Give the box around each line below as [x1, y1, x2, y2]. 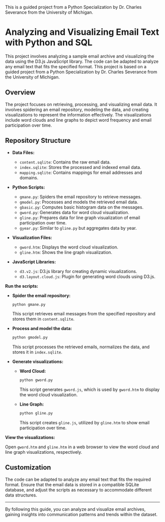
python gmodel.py [12, 335, 48, 340]
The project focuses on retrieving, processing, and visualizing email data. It [5, 101, 157, 107]
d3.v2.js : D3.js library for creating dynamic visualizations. [19, 268, 137, 274]
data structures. [5, 492, 37, 498]
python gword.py [19, 378, 53, 383]
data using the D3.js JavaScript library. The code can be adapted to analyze [5, 58, 159, 64]
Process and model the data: [12, 326, 72, 331]
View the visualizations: [5, 435, 55, 440]
